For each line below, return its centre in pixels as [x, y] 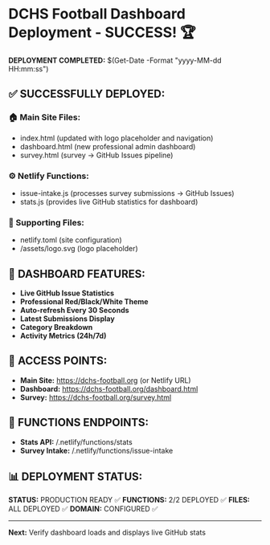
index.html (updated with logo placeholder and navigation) [117, 138]
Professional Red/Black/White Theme [84, 302]
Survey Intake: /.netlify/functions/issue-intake [96, 450]
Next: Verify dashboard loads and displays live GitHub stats [107, 533]
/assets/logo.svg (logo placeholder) [79, 249]
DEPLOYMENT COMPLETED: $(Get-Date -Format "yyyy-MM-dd [115, 60]
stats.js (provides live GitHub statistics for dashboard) [109, 201]
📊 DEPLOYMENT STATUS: [76, 477]
